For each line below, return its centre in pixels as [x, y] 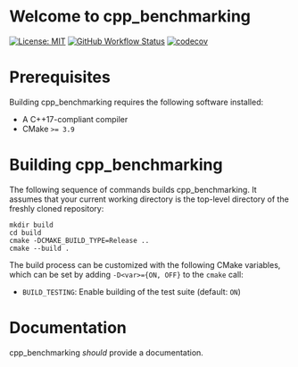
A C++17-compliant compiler [75, 119]
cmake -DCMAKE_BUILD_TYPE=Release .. [79, 240]
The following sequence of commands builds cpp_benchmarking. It [133, 189]
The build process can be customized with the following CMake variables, [145, 264]
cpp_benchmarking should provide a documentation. [106, 352]
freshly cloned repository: [57, 208]
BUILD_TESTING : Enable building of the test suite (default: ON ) [131, 291]
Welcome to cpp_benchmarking [130, 17]
